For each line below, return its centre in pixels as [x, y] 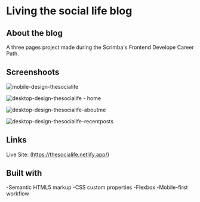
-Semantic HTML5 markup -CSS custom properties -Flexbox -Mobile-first [97, 187]
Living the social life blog [69, 11]
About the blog [34, 33]
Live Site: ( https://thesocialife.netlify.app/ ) [58, 154]
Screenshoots [33, 72]
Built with [24, 173]
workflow [18, 194]
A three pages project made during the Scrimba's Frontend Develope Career [100, 47]
